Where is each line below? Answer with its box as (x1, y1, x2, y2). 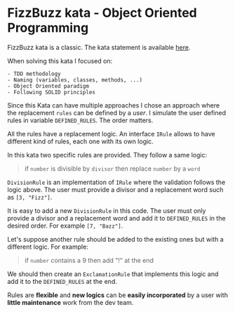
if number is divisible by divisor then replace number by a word (24, 164, 201, 173)
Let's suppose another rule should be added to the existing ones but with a (7, 235, 224, 243)
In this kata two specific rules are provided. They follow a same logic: (7, 150, 208, 159)
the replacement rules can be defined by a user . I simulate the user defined (7, 108, 227, 117)
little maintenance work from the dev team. (7, 298, 134, 306)
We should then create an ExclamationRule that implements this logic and (7, 269, 219, 278)
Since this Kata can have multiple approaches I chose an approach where (7, 100, 220, 110)
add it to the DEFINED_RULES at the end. (7, 277, 117, 285)
